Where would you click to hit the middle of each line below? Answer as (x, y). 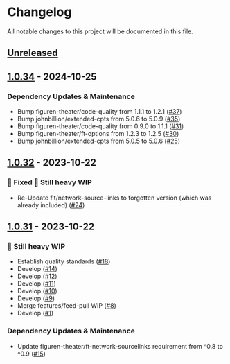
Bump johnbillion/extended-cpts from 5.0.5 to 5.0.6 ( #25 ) (98, 141)
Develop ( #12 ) (37, 276)
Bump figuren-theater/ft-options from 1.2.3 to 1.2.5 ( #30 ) (98, 134)
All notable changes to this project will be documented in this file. (100, 31)
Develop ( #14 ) (37, 269)
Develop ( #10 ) (37, 291)
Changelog (39, 12)
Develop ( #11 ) (37, 284)
